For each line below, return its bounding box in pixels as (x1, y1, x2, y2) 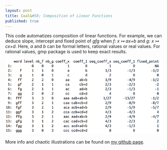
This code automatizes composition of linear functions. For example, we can (5, 33, 162, 39)
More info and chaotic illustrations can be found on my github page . (5, 139, 145, 145)
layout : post (5, 8, 32, 13)
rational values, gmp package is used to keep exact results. (5, 49, 127, 55)
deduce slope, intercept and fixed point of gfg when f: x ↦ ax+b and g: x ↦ (5, 38, 159, 44)
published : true (5, 18, 39, 23)
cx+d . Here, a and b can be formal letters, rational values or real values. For (5, 43, 161, 49)
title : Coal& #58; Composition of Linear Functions (5, 13, 113, 18)
